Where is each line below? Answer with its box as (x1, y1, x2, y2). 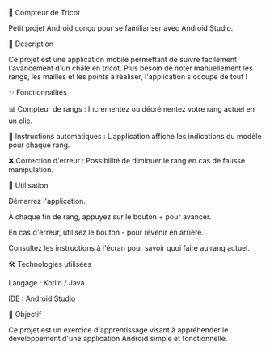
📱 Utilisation (8, 180, 49, 190)
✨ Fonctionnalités (8, 87, 67, 97)
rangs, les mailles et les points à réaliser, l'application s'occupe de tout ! (8, 72, 248, 81)
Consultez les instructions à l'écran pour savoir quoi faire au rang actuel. (8, 243, 251, 252)
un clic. (8, 116, 33, 125)
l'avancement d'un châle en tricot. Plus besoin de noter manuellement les (8, 63, 253, 73)
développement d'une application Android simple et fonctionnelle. (8, 334, 228, 343)
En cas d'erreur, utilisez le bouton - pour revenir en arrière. (8, 227, 205, 237)
